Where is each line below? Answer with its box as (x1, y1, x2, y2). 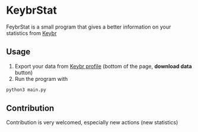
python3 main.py (6, 87, 46, 93)
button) (14, 69, 33, 76)
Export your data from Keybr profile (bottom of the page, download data (14, 62, 192, 70)
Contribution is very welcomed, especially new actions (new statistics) (6, 119, 178, 126)
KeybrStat (6, 4, 58, 17)
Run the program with (14, 75, 68, 82)
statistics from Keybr (6, 29, 57, 36)
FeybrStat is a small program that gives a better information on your (6, 23, 171, 30)
